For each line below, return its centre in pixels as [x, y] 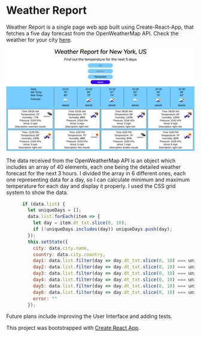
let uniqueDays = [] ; [55, 210]
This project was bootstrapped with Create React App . [73, 328]
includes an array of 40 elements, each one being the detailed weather [94, 167]
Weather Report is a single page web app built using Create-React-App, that [100, 27]
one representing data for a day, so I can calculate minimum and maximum [98, 180]
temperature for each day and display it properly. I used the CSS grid [91, 186]
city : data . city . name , [61, 248]
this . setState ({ [48, 242]
